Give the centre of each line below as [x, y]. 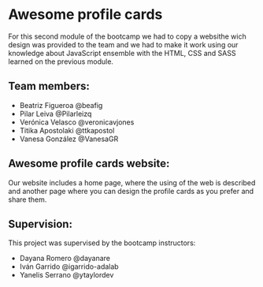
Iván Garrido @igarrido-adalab [69, 266]
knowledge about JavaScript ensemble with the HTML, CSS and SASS [122, 53]
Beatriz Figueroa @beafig [61, 105]
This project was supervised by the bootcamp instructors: [102, 243]
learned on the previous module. [61, 61]
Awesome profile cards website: [89, 164]
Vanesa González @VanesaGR [69, 139]
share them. [28, 199]
